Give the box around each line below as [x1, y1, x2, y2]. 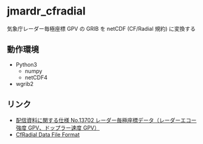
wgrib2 [15, 80, 34, 87]
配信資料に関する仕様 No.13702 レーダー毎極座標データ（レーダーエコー [15, 116, 197, 123]
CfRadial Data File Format [15, 131, 80, 138]
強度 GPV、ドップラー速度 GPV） [15, 124, 100, 131]
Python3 [15, 61, 37, 68]
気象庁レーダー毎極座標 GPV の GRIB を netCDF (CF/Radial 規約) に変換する [7, 25, 196, 32]
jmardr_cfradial [7, 4, 86, 18]
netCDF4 [24, 74, 48, 81]
